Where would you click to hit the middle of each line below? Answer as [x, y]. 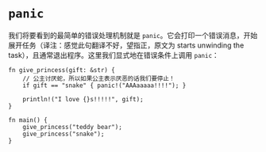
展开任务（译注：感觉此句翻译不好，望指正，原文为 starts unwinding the [126, 45]
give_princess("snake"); [64, 134]
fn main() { [28, 120]
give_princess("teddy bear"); [73, 127]
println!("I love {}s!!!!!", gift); [83, 99]
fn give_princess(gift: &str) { [62, 70]
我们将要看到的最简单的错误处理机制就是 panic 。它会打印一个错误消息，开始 [133, 35]
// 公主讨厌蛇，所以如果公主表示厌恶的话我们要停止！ [99, 78]
